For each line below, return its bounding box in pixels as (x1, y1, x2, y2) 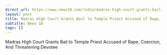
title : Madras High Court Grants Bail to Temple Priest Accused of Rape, (5, 16, 162, 21)
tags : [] (5, 26, 23, 30)
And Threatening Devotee (5, 44, 58, 50)
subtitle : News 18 (5, 21, 43, 26)
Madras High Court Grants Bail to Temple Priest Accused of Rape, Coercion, (5, 39, 161, 45)
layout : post (5, 12, 32, 17)
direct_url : (5, 7, 30, 12)
